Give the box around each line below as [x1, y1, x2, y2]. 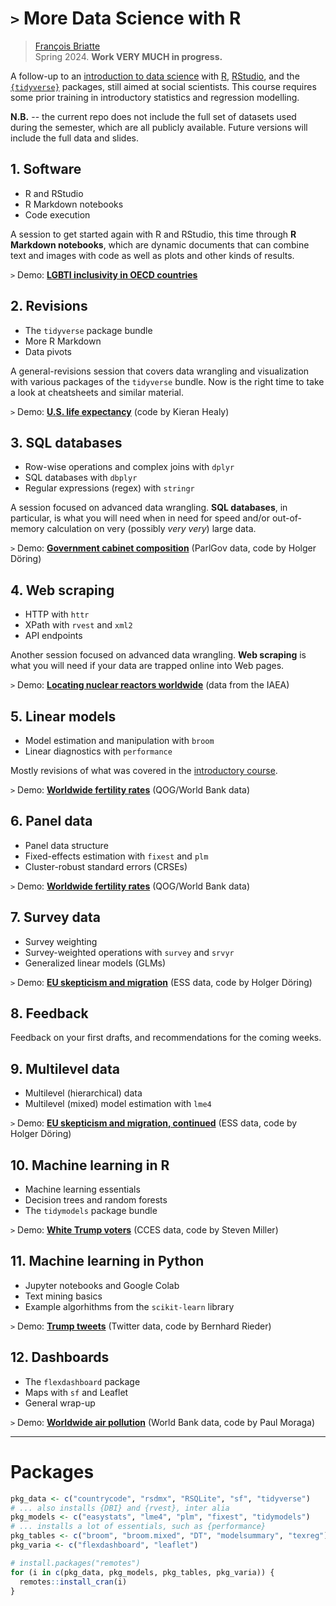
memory [10, 523, 45, 535]
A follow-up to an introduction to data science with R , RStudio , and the [10, 70, 300, 82]
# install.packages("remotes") [10, 1558, 141, 1568]
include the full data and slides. [10, 132, 139, 144]
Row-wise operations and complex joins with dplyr [24, 461, 235, 473]
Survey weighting [24, 935, 98, 947]
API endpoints [24, 630, 83, 642]
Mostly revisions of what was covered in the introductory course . [10, 765, 278, 776]
